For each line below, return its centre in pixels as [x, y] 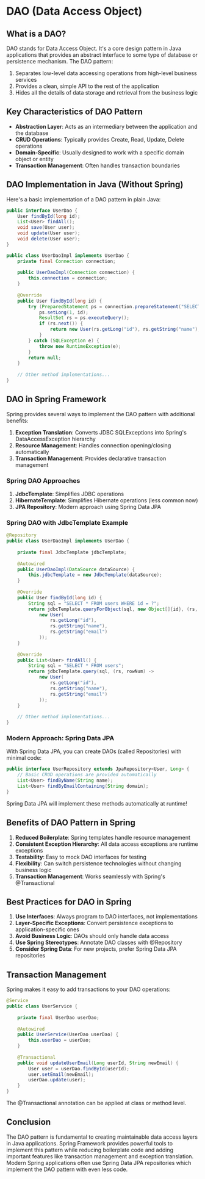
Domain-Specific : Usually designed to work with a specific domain [99, 152]
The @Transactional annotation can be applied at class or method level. [96, 1103]
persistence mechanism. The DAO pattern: [60, 61]
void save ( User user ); [46, 228]
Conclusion [29, 1122]
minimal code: [24, 758]
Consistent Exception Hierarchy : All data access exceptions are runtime [106, 844]
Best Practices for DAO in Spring [69, 902]
